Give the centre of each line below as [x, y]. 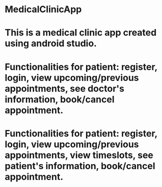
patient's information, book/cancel [80, 166]
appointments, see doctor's [64, 88]
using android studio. [51, 44]
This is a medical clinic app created [81, 33]
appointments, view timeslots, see [79, 155]
